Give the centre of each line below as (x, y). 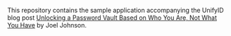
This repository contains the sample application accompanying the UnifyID (115, 10)
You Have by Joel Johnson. (47, 25)
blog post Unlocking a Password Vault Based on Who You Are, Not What (112, 18)
